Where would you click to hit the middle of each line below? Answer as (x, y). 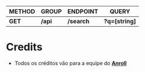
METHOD (22, 11)
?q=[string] (120, 21)
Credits (24, 47)
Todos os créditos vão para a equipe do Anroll (70, 63)
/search (78, 21)
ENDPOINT (83, 11)
